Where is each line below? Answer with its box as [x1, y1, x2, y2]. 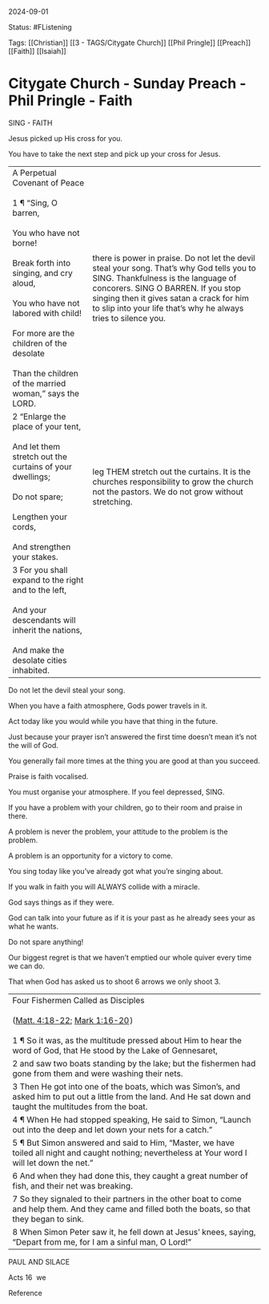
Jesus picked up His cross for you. [8, 133, 122, 143]
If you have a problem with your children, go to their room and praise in [8, 802, 243, 812]
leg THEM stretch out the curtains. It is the [92, 465, 251, 477]
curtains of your [12, 461, 72, 472]
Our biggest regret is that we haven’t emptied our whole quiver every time [8, 953, 252, 962]
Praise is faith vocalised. [8, 771, 89, 781]
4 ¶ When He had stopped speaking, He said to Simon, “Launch [12, 1114, 251, 1125]
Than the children [12, 368, 78, 379]
